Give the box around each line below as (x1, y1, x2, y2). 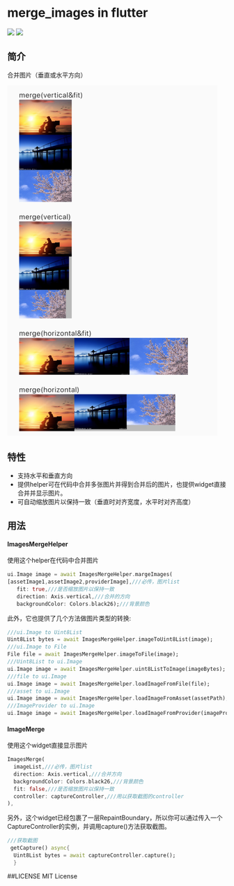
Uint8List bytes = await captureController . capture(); (13, 852, 176, 859)
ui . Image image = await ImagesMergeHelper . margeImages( (7, 571, 173, 578)
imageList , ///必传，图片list (13, 763, 93, 771)
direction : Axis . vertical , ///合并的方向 (16, 593, 130, 600)
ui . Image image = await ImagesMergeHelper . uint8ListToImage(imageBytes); (7, 665, 226, 672)
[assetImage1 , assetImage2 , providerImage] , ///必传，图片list (7, 578, 180, 586)
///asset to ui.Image (7, 688, 70, 695)
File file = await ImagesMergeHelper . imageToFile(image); (7, 651, 179, 658)
